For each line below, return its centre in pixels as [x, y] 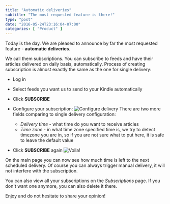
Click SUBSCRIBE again [37, 150]
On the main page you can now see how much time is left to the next [77, 160]
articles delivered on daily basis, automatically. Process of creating [75, 64]
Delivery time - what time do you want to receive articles [79, 124]
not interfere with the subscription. [41, 171]
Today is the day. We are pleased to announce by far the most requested [81, 43]
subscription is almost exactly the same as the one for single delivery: [78, 70]
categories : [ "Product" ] [34, 29]
